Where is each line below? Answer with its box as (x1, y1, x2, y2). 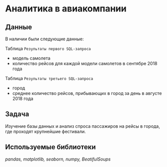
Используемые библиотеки (5, 143, 96, 152)
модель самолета (12, 55, 51, 61)
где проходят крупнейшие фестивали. (5, 128, 86, 134)
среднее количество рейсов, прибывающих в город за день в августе (12, 90, 162, 96)
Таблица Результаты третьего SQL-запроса (5, 76, 93, 81)
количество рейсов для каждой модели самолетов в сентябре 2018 (12, 61, 158, 66)
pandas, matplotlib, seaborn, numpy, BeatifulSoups (5, 156, 111, 162)
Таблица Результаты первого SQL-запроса (5, 46, 91, 51)
